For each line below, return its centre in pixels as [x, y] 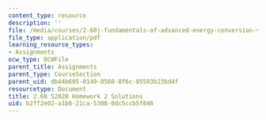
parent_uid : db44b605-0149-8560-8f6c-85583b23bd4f [93, 81]
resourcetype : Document [47, 89]
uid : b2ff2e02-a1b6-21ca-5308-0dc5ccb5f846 [81, 103]
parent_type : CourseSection [55, 74]
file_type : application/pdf [55, 37]
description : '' [35, 23]
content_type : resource [47, 15]
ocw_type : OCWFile [38, 60]
